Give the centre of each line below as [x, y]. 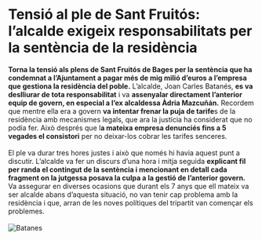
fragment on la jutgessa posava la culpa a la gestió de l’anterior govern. [127, 177]
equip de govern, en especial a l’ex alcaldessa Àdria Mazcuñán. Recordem [131, 103]
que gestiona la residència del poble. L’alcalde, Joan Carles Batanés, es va [131, 86]
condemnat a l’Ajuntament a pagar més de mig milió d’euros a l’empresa [127, 78]
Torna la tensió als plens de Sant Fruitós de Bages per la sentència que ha [130, 69]
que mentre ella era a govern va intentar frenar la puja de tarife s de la [122, 111]
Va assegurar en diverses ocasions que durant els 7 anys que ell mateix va [129, 186]
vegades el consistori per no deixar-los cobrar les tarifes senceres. [118, 136]
